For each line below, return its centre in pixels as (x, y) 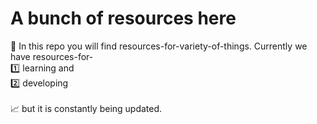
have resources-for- (52, 56)
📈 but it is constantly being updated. (86, 108)
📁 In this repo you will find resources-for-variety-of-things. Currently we (159, 46)
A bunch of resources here (123, 18)
